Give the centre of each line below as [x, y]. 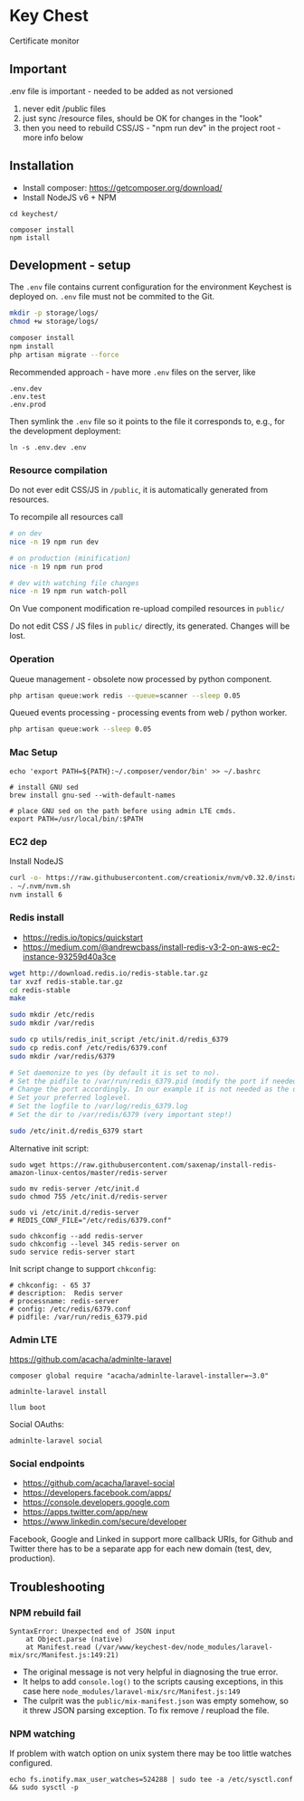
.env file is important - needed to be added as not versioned [121, 90]
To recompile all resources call [66, 517]
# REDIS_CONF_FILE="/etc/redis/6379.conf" [90, 1220]
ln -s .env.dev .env [48, 447]
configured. [31, 1763]
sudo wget [28, 1165]
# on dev [26, 534]
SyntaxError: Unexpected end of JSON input [93, 1632]
